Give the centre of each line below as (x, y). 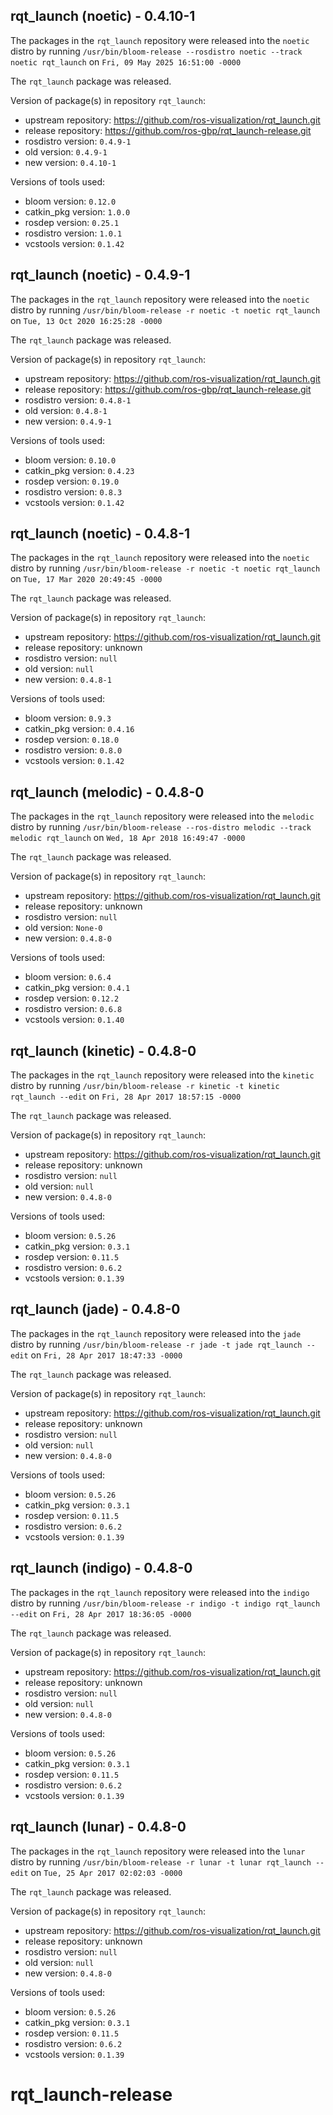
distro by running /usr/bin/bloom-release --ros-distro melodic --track (161, 827)
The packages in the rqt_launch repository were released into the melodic (162, 816)
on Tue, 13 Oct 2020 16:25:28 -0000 (86, 320)
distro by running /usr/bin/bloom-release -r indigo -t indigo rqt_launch (165, 1603)
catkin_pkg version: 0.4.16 (79, 729)
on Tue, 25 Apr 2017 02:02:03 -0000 (106, 1872)
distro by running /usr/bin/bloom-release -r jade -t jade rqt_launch (156, 1344)
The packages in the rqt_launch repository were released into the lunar (158, 1851)
